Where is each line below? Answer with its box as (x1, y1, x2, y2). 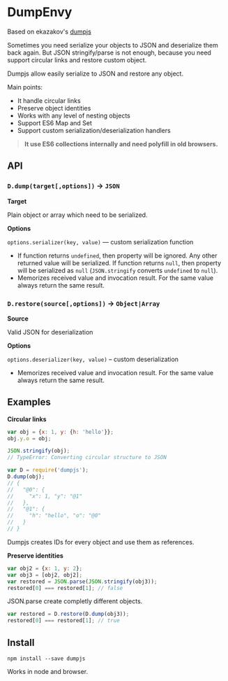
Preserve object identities (17, 104, 91, 112)
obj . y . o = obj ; (7, 435, 52, 442)
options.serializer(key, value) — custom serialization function (7, 237, 194, 246)
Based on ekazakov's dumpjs (7, 27, 92, 36)
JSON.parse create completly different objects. (7, 597, 143, 605)
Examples (7, 396, 51, 408)
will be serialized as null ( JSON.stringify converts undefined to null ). (17, 266, 218, 274)
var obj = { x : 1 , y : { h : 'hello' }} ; (7, 428, 114, 435)
